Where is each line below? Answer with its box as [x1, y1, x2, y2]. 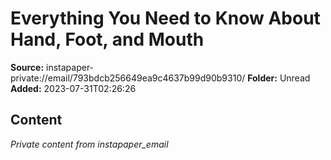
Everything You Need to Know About [10, 7, 321, 30]
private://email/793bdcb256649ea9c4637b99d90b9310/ [10, 72, 246, 84]
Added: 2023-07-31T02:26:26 [10, 82, 137, 94]
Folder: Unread [247, 72, 311, 84]
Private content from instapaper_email [10, 138, 169, 150]
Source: [10, 61, 45, 73]
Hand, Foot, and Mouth [10, 28, 205, 51]
